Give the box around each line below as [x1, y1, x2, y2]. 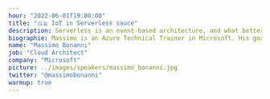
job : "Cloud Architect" [8, 49, 88, 57]
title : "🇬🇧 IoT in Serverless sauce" [8, 19, 138, 27]
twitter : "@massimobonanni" [8, 71, 103, 79]
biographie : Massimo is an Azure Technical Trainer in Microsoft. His [8, 34, 250, 42]
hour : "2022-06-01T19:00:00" [8, 11, 106, 20]
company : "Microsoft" [8, 57, 81, 65]
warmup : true [8, 78, 52, 86]
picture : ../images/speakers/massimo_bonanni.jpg [8, 64, 178, 72]
